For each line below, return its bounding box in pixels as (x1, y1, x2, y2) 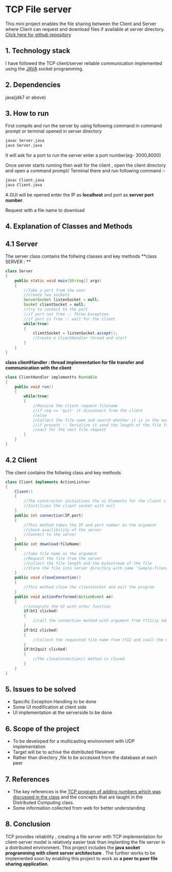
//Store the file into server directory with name (24, 565, 134, 571)
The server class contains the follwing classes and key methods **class (5, 253, 157, 259)
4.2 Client (5, 456, 37, 465)
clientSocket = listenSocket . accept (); (32, 331, 118, 336)
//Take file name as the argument (24, 551, 97, 556)
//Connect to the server (24, 532, 77, 537)
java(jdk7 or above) (5, 94, 46, 100)
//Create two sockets (24, 292, 70, 298)
